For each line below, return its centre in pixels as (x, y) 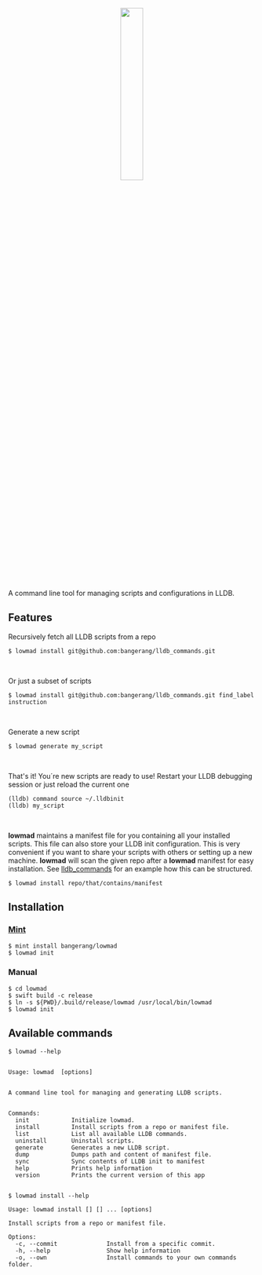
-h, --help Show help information (98, 1251)
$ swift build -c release (50, 996)
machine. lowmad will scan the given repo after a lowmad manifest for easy (131, 860)
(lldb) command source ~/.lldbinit (66, 798)
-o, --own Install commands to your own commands (126, 1257)
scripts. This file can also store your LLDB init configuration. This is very (124, 843)
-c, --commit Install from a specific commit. (115, 1244)
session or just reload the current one (69, 784)
